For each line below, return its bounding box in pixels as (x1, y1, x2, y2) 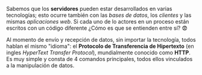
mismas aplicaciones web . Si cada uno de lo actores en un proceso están (6, 18, 189, 25)
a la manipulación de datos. (6, 62, 75, 69)
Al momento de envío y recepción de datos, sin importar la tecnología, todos (6, 36, 196, 43)
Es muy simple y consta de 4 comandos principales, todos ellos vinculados (6, 56, 193, 62)
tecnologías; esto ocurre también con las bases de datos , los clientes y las (6, 11, 192, 19)
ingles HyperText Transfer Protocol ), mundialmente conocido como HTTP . (6, 49, 191, 56)
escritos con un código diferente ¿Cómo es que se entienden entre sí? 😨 (6, 24, 188, 31)
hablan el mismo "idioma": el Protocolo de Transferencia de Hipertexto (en (6, 42, 194, 50)
